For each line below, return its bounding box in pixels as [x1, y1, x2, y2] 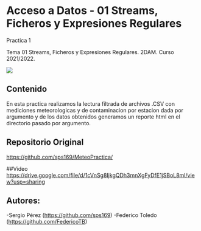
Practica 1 [6, 36, 31, 44]
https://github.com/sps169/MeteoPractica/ [6, 153, 113, 160]
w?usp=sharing [6, 178, 46, 185]
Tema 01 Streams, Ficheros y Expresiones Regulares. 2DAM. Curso [6, 48, 175, 55]
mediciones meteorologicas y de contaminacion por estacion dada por [6, 106, 184, 114]
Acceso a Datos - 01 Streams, [6, 4, 158, 18]
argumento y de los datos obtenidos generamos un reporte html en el [6, 113, 181, 120]
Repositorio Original [6, 137, 84, 148]
